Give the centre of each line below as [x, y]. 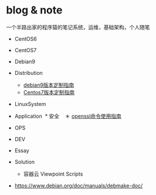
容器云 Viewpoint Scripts [53, 174]
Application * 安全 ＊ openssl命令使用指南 [68, 116]
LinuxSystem [30, 104]
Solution [25, 162]
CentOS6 [26, 39]
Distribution [28, 73]
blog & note [34, 10]
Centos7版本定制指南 [49, 92]
